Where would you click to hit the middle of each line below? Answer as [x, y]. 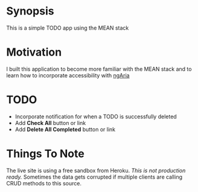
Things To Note [45, 154]
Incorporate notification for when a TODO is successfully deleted [96, 117]
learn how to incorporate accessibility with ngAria [68, 75]
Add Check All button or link [50, 123]
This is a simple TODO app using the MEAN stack [68, 28]
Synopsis [30, 11]
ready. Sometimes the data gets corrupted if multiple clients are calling [94, 177]
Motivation [34, 52]
